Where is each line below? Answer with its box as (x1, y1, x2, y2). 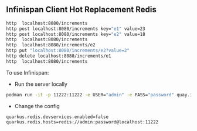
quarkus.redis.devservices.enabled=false (6, 114, 109, 120)
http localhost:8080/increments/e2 (6, 42, 96, 48)
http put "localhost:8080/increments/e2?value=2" (6, 48, 130, 53)
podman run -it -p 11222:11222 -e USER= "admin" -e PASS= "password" (6, 92, 175, 98)
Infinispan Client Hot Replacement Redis (6, 5, 157, 15)
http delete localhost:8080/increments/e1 (6, 53, 111, 59)
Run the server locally (14, 80, 67, 88)
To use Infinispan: (6, 69, 49, 76)
